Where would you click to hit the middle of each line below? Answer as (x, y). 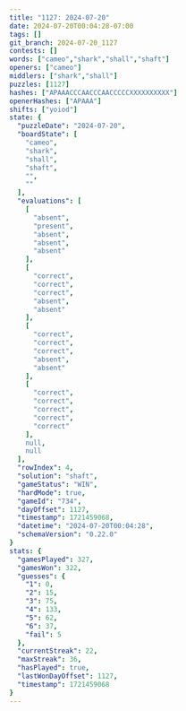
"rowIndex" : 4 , (46, 468)
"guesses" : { (42, 576)
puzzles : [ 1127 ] (39, 84)
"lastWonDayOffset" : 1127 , (68, 676)
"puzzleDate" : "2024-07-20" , (72, 126)
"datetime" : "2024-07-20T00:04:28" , (85, 526)
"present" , (53, 226)
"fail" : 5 (44, 634)
